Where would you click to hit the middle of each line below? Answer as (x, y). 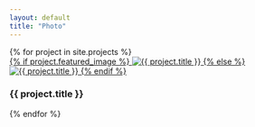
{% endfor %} (35, 113)
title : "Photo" (38, 26)
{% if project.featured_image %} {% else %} (127, 61)
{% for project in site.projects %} (71, 51)
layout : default (40, 18)
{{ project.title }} (47, 94)
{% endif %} (103, 71)
